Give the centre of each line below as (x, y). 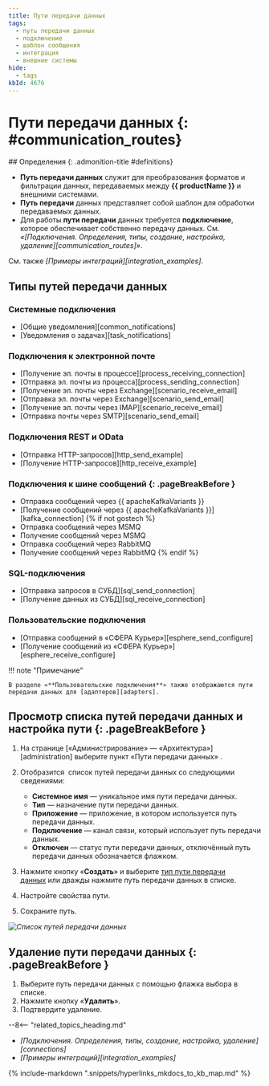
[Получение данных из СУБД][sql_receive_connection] (112, 600)
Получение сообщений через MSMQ (83, 535)
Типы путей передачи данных (88, 286)
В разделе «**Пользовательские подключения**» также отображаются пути (130, 685)
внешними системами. (59, 194)
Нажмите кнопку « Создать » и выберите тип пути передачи (123, 872)
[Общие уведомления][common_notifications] (98, 327)
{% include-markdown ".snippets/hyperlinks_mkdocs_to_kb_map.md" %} (130, 1073)
